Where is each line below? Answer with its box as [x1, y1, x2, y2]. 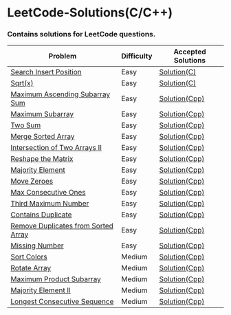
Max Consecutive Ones [10, 188, 86, 197]
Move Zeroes [10, 177, 54, 186]
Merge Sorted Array [10, 132, 75, 142]
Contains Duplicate [10, 210, 72, 219]
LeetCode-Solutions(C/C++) [7, 5, 173, 21]
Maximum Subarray [10, 109, 74, 119]
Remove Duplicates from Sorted [10, 221, 113, 231]
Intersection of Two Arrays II [10, 143, 102, 153]
